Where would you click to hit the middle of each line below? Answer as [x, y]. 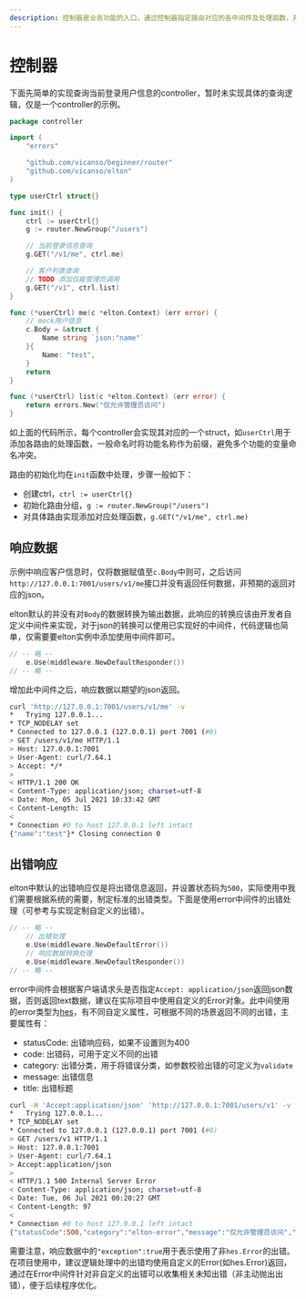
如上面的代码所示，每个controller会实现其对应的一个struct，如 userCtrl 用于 [150, 433]
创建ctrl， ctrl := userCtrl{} [78, 494]
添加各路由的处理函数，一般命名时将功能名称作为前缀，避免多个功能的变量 [149, 444]
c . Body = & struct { [63, 330]
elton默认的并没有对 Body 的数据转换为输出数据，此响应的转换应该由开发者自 [151, 614]
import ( [26, 138]
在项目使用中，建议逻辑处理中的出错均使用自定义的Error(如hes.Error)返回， [151, 1262]
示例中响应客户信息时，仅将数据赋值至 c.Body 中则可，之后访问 [125, 571]
